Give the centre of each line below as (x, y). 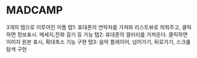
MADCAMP (35, 10)
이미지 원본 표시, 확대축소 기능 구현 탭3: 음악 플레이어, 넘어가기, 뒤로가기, (90, 42)
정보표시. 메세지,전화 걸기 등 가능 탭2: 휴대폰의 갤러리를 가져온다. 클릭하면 (102, 34)
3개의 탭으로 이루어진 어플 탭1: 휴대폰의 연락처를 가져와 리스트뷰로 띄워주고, (93, 27)
